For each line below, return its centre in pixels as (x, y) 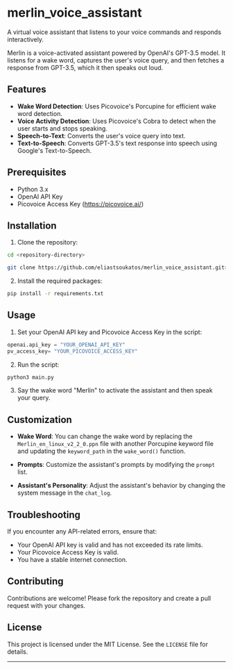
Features (27, 89)
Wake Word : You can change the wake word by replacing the (105, 436)
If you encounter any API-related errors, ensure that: (82, 531)
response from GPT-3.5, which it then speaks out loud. (85, 67)
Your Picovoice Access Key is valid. (68, 552)
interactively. (25, 39)
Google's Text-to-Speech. (54, 150)
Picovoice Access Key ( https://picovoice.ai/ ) (80, 204)
